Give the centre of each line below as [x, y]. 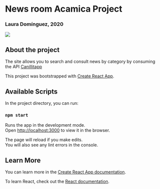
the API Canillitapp [24, 67]
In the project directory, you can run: [42, 103]
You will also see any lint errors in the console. [52, 145]
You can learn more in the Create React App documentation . [66, 172]
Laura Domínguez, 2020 [34, 24]
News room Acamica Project [64, 9]
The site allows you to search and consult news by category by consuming [80, 61]
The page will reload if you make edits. [44, 140]
